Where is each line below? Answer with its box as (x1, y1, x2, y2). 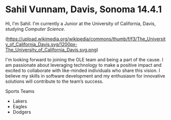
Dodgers (12, 109, 32, 115)
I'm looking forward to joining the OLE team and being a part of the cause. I (5, 56, 163, 62)
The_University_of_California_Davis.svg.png (5, 46, 97, 53)
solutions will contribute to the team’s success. (5, 78, 104, 84)
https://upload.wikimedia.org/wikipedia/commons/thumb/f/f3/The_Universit (7, 36, 166, 42)
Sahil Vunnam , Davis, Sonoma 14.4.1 (5, 4, 162, 15)
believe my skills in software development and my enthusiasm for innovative (5, 73, 165, 79)
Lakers (12, 98, 27, 104)
